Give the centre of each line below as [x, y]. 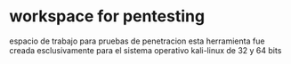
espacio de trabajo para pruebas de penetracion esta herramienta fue [137, 41]
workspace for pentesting [107, 16]
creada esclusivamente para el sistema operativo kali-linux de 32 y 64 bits [145, 50]
